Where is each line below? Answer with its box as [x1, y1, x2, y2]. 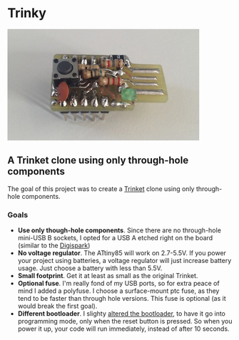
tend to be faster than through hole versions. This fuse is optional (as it [17, 294, 226, 303]
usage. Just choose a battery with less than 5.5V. [17, 264, 163, 272]
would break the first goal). [17, 302, 98, 311]
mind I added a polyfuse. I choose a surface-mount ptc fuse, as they [17, 287, 220, 295]
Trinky [7, 5, 46, 21]
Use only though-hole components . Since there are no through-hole [17, 226, 221, 235]
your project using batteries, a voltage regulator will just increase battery [17, 257, 232, 265]
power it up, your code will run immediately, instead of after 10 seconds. [17, 324, 230, 333]
